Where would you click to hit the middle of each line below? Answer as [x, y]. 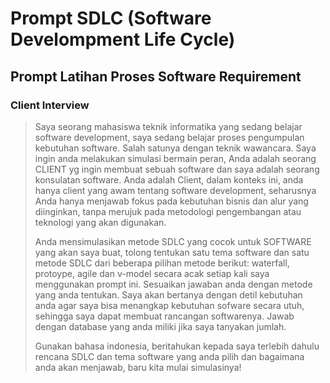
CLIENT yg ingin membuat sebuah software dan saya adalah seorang [177, 169]
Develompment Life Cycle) [123, 39]
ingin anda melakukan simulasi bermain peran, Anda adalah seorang [175, 158]
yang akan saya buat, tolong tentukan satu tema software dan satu [172, 252]
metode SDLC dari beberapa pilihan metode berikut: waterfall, [162, 263]
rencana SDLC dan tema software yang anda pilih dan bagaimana [169, 356]
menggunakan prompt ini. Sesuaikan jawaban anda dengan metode [173, 284]
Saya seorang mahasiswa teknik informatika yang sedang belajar [168, 126]
